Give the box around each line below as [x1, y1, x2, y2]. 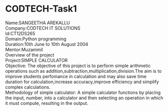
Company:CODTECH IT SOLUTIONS [5, 25, 81, 31]
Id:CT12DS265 [5, 30, 35, 36]
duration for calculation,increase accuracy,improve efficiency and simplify [5, 79, 159, 85]
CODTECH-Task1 [5, 3, 77, 15]
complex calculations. [5, 84, 51, 90]
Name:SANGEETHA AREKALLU [5, 20, 70, 26]
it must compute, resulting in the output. [5, 100, 88, 106]
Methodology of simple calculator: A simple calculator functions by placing [5, 89, 161, 95]
